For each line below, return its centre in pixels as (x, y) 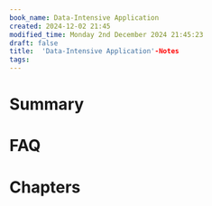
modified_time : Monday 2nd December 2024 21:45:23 (106, 34)
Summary (46, 104)
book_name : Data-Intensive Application (84, 18)
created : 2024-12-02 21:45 (60, 26)
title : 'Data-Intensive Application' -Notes (94, 51)
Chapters (45, 187)
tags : (19, 60)
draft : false (34, 43)
